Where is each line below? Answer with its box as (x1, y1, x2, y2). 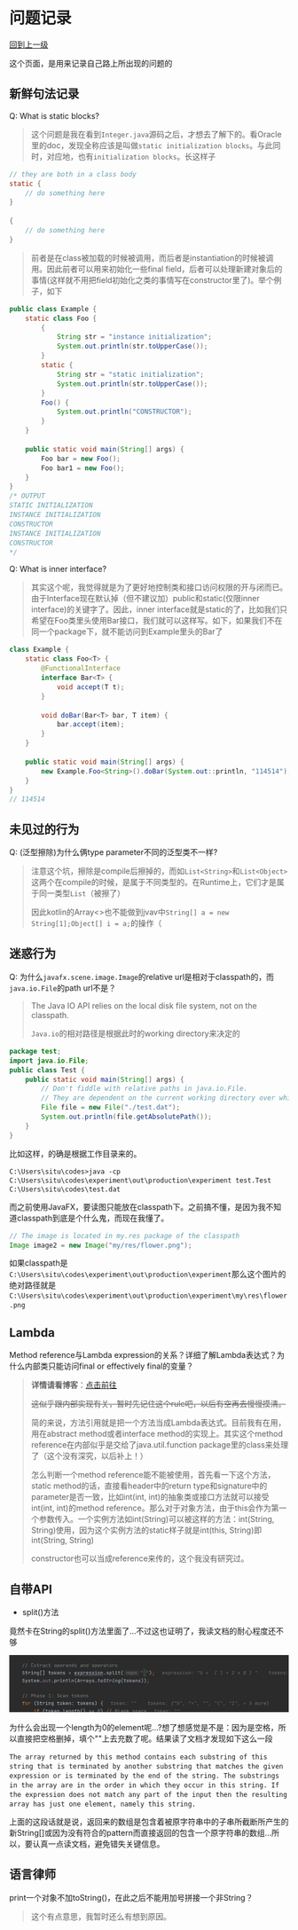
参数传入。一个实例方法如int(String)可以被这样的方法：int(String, (38, 1514, 275, 1525)
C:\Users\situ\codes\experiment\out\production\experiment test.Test (9, 1176, 272, 1185)
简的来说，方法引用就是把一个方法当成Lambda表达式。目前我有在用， (30, 1417, 286, 1428)
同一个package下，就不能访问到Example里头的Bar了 (30, 626, 223, 637)
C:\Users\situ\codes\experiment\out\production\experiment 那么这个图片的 (9, 1269, 286, 1280)
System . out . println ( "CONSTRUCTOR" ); (56, 407, 192, 417)
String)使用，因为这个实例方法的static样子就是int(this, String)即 (30, 1525, 263, 1535)
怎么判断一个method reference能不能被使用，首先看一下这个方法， (30, 1470, 276, 1480)
